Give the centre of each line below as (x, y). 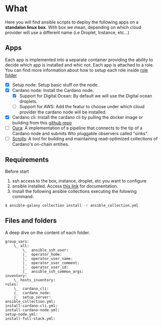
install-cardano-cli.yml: (31, 306)
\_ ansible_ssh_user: (46, 250)
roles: (12, 284)
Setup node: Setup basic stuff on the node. (55, 85)
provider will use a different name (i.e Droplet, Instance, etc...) (67, 32)
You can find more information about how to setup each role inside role (76, 70)
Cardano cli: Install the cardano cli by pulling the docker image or (77, 117)
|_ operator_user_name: (48, 258)
